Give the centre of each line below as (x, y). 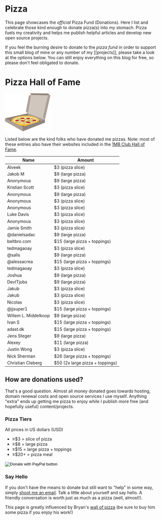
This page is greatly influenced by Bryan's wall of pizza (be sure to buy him (80, 507)
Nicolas (15, 302)
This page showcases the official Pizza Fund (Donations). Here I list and (77, 22)
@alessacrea (20, 262)
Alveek (14, 167)
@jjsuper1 (17, 309)
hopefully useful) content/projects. (39, 406)
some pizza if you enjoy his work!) (39, 512)
